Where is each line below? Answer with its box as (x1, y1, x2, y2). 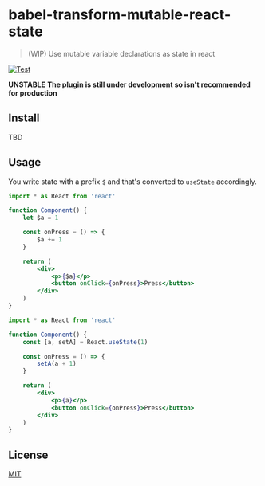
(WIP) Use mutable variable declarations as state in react (27, 49, 216, 58)
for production (8, 88, 57, 97)
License (8, 448, 49, 461)
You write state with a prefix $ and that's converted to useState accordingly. (8, 177, 257, 186)
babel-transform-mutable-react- (8, 6, 231, 24)
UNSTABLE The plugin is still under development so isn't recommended (8, 80, 251, 89)
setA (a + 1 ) (37, 360, 77, 368)
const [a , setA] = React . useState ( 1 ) (22, 338, 148, 346)
